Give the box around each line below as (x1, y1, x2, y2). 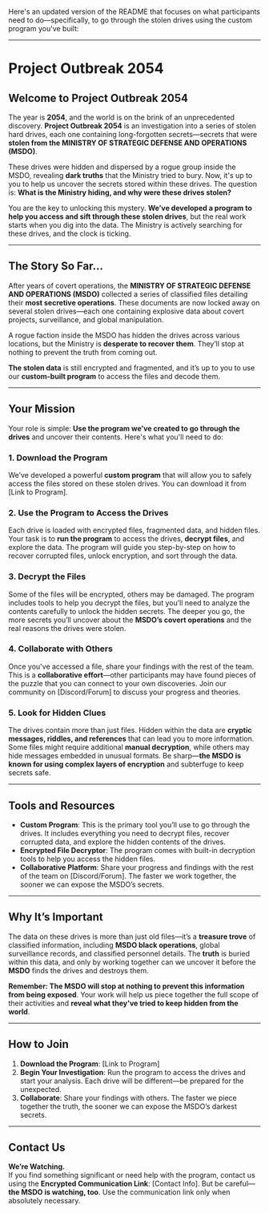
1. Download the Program (8, 452, 108, 463)
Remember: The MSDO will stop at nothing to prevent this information (8, 981, 245, 991)
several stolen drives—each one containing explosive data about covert (8, 306, 244, 316)
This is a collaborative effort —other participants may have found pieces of (8, 669, 256, 680)
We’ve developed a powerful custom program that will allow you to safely (8, 470, 252, 479)
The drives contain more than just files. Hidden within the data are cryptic (8, 726, 252, 735)
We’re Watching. (8, 1162, 66, 1171)
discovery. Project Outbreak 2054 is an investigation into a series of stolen (8, 121, 257, 131)
